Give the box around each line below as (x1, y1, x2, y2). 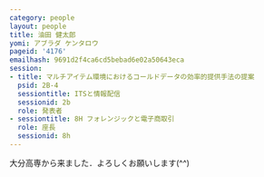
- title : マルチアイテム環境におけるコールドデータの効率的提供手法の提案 (9, 73, 255, 82)
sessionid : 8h (17, 132, 71, 141)
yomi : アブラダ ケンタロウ (9, 38, 99, 48)
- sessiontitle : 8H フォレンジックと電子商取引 (9, 114, 175, 123)
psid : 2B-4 (17, 81, 59, 90)
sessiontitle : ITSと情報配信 (17, 89, 121, 98)
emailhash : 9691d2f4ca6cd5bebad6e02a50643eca (9, 55, 184, 64)
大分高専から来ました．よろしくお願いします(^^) (9, 157, 191, 168)
